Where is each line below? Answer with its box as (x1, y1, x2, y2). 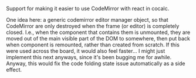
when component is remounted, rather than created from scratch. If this (6, 41, 180, 48)
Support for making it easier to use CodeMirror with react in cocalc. (6, 5, 170, 12)
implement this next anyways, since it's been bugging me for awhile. (6, 54, 172, 60)
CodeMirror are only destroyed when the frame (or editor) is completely (6, 23, 180, 29)
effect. (6, 66, 22, 73)
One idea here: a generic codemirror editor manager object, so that (6, 16, 168, 23)
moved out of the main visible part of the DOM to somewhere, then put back (6, 35, 191, 42)
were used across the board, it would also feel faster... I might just (6, 48, 165, 55)
